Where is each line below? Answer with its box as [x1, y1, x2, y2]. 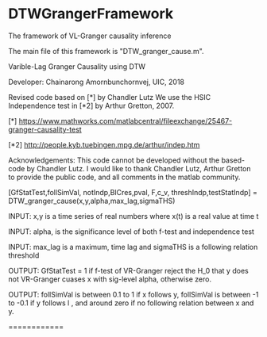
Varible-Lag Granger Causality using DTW [8, 61, 145, 71]
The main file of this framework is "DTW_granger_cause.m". [8, 46, 204, 56]
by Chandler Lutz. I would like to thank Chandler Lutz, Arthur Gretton [26, 163, 252, 173]
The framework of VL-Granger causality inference [8, 31, 172, 40]
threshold [8, 251, 40, 260]
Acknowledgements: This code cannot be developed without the [8, 155, 220, 165]
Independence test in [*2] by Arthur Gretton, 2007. [8, 101, 175, 110]
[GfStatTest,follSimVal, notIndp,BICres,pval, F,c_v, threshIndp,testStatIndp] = [8, 187, 258, 197]
